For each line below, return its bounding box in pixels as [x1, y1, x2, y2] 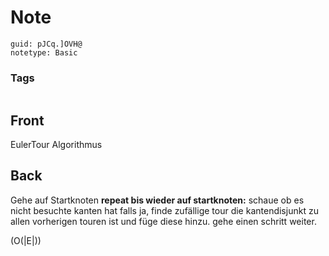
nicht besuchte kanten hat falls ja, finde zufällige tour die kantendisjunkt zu [10, 204, 319, 216]
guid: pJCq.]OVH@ [10, 39, 83, 49]
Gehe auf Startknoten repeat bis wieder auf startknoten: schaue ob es [10, 194, 305, 206]
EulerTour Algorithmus [10, 139, 103, 151]
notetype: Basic [10, 47, 78, 58]
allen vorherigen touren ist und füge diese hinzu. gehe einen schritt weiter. [10, 215, 317, 227]
